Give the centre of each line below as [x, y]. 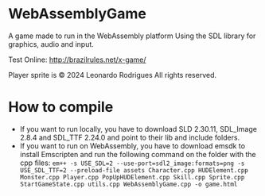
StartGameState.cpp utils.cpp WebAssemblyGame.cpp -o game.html [129, 184]
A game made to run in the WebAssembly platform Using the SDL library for [132, 36]
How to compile [61, 107]
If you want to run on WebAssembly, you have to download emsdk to [132, 146]
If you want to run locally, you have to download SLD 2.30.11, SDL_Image [138, 129]
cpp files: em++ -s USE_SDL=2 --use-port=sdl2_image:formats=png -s [132, 163]
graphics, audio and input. [51, 44]
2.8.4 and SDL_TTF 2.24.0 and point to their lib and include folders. [130, 137]
